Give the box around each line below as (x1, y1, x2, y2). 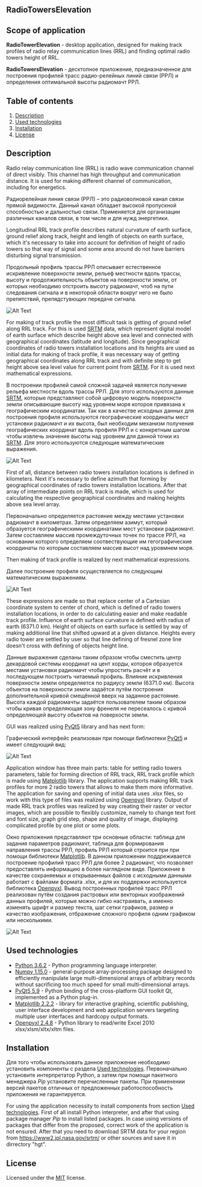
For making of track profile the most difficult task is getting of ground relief (6, 318, 191, 325)
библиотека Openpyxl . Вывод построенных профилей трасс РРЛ (6, 884, 173, 892)
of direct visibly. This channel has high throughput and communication (6, 171, 181, 178)
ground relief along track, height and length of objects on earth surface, (6, 232, 185, 239)
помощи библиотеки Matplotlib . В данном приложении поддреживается (6, 852, 191, 860)
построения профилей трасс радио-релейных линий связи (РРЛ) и (6, 72, 179, 79)
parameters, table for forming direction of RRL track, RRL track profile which (6, 770, 195, 778)
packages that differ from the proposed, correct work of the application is (6, 1121, 189, 1129)
